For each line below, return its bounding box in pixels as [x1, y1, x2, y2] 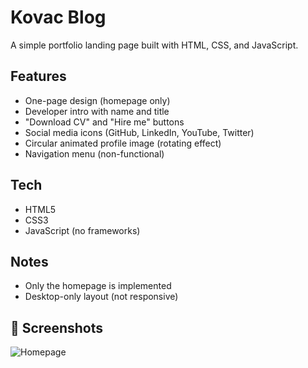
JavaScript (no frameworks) [24, 224, 141, 236]
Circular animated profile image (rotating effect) [24, 137, 222, 149]
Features [10, 68, 67, 85]
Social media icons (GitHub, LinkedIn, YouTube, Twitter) [24, 126, 255, 138]
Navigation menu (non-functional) [24, 147, 165, 160]
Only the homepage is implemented [24, 280, 172, 292]
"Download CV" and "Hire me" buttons [24, 116, 185, 128]
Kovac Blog [10, 6, 107, 29]
